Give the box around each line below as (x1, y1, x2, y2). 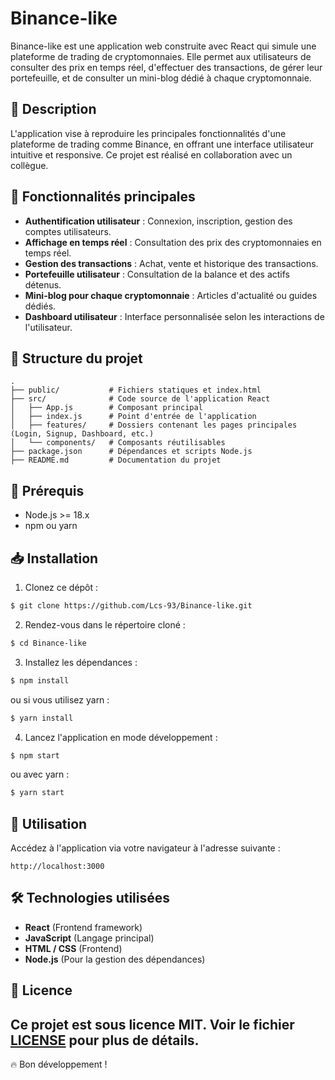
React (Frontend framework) (24, 921, 143, 933)
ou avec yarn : (10, 768, 70, 781)
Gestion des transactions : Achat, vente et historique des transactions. (24, 257, 319, 269)
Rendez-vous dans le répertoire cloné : (24, 618, 186, 631)
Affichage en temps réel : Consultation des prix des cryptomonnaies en (24, 236, 322, 248)
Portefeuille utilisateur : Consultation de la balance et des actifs (24, 268, 290, 280)
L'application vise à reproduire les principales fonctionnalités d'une (10, 127, 287, 139)
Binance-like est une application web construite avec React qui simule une (10, 40, 317, 52)
